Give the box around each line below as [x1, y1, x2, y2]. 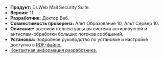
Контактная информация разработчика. [10, 47, 97, 53]
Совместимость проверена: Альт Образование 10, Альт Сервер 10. [10, 20, 159, 26]
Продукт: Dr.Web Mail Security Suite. [10, 5, 90, 10]
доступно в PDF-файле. [10, 42, 62, 47]
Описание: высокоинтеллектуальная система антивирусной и [10, 26, 147, 32]
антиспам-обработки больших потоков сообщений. [10, 31, 124, 37]
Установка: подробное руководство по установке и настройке [10, 36, 148, 42]
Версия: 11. [10, 10, 35, 16]
